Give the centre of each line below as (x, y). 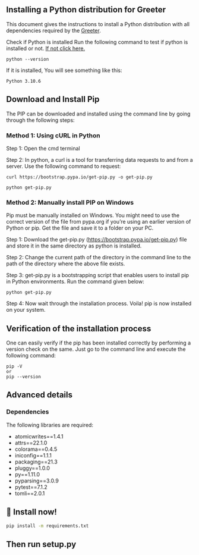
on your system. (26, 310)
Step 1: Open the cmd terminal (43, 148)
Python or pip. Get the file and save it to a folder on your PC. (80, 228)
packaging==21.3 (36, 462)
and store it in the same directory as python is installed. (74, 246)
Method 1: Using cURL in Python (53, 135)
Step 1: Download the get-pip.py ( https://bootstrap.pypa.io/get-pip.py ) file (97, 240)
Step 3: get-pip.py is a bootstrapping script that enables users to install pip (97, 275)
